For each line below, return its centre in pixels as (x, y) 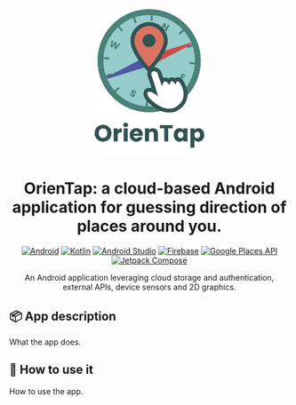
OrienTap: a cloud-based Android (149, 189)
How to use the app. (46, 391)
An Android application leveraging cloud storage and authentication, (149, 278)
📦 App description (63, 316)
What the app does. (45, 342)
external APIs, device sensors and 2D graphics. (149, 287)
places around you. (149, 226)
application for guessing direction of (149, 207)
